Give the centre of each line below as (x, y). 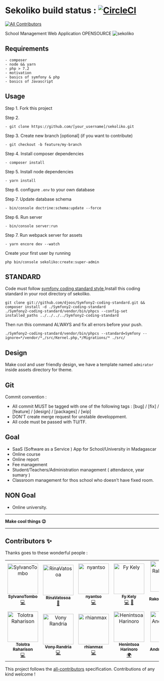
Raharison (23, 650)
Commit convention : (26, 397)
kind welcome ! (20, 674)
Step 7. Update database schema (38, 199)
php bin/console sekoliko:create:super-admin (52, 262)
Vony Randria (58, 647)
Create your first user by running (38, 253)
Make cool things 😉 (26, 521)
